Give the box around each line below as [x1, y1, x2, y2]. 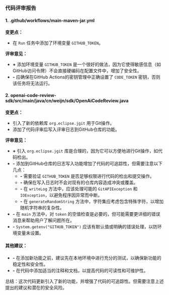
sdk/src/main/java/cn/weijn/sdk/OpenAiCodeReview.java [5, 97, 129, 104]
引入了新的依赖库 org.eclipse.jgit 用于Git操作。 [12, 120, 115, 126]
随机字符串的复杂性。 [20, 205, 64, 211]
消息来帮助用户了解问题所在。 [12, 217, 74, 223]
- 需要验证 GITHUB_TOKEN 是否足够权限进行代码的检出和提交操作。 [20, 173, 154, 179]
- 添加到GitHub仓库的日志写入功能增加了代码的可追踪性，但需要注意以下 [12, 161, 162, 167]
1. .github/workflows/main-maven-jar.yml [5, 17, 95, 23]
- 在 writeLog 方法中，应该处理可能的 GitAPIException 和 [20, 186, 138, 192]
